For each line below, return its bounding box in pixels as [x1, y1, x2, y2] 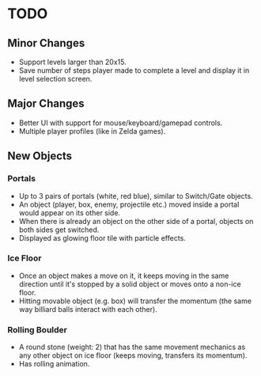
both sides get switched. [18, 225, 100, 234]
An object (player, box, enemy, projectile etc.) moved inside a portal [18, 199, 240, 209]
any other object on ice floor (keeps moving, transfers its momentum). [18, 351, 248, 360]
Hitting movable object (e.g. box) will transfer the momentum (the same [18, 296, 252, 306]
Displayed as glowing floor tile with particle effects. [18, 233, 187, 242]
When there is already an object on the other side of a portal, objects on [18, 216, 254, 226]
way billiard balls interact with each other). [18, 304, 157, 313]
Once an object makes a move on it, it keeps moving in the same [18, 271, 229, 280]
